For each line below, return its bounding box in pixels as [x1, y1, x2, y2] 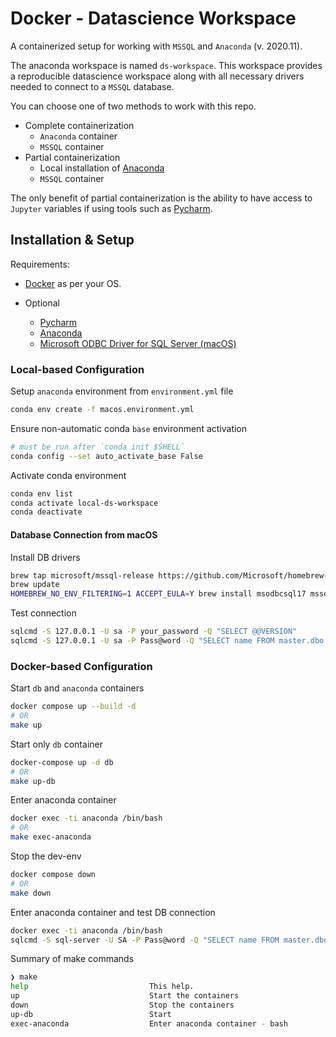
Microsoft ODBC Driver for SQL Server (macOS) [39, 337, 237, 349]
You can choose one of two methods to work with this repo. [10, 100, 257, 112]
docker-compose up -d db [10, 757, 114, 767]
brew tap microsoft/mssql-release [10, 570, 155, 581]
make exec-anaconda [10, 832, 92, 842]
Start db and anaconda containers [10, 682, 145, 694]
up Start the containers [10, 991, 240, 1001]
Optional [24, 297, 60, 309]
